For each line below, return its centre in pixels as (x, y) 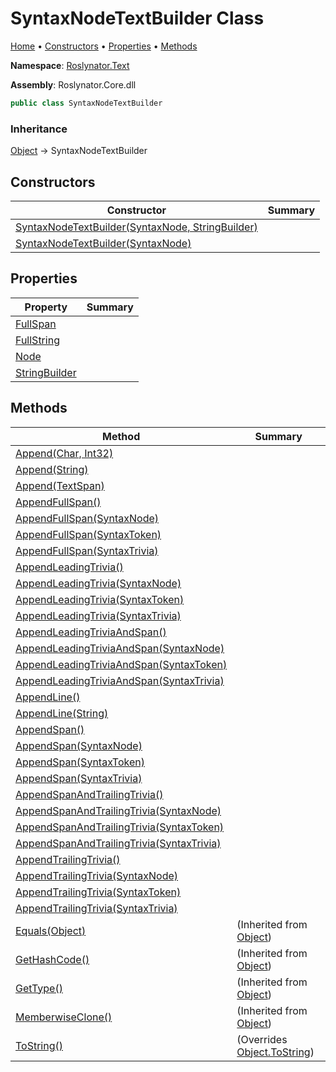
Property (46, 307)
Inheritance (39, 129)
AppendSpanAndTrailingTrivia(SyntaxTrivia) (118, 843)
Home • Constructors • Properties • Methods (104, 46)
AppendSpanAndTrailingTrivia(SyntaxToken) (120, 827)
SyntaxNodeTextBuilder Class (137, 18)
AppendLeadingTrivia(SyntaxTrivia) (98, 615)
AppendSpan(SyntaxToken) (80, 762)
